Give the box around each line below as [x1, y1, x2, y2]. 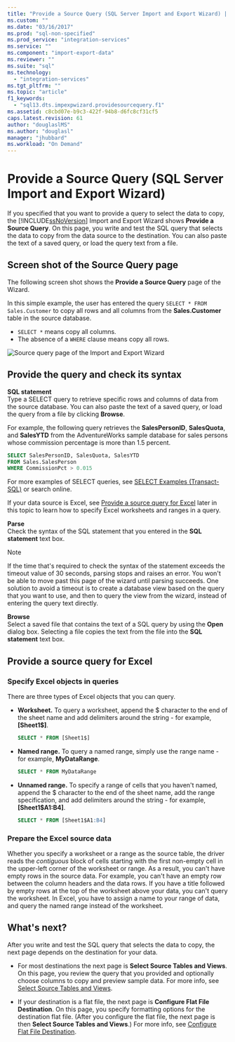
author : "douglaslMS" [7, 121, 71, 128]
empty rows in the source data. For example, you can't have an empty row [7, 871, 222, 880]
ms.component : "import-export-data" [7, 50, 114, 57]
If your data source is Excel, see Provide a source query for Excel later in [7, 499, 217, 507]
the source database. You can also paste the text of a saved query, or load [7, 402, 222, 410]
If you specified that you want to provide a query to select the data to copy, [7, 209, 224, 218]
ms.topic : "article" [7, 88, 68, 95]
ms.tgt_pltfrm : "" [7, 82, 61, 89]
